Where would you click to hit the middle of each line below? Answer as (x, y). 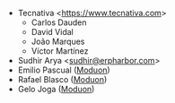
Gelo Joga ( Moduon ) (56, 89)
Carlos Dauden (59, 22)
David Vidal (52, 32)
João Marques (58, 41)
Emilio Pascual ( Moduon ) (64, 70)
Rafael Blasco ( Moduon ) (62, 79)
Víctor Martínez (60, 51)
